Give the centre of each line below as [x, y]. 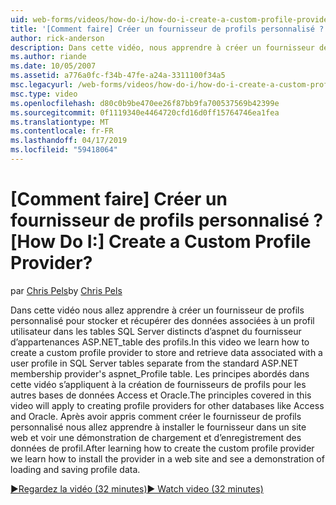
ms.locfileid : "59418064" [64, 150]
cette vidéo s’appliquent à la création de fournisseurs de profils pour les [158, 384]
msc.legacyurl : [42, 85]
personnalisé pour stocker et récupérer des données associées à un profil [162, 320]
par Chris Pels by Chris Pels [66, 290]
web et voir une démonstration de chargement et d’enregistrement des [156, 437]
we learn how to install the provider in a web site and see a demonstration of [167, 458]
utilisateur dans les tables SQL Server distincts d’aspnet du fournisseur [156, 331]
